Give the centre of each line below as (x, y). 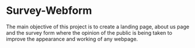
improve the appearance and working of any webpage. (72, 39)
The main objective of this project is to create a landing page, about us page (98, 27)
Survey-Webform (49, 11)
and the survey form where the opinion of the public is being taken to (89, 32)
